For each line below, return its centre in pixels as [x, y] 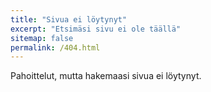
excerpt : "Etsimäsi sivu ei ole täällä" [96, 29]
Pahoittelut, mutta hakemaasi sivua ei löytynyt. [106, 76]
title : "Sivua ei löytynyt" [69, 19]
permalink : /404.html [55, 47]
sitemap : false [42, 38]
